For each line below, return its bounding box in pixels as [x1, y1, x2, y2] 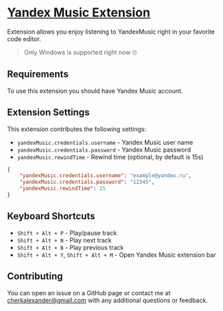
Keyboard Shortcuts [7, 211, 95, 222]
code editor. [7, 34, 41, 43]
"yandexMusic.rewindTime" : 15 [19, 185, 106, 192]
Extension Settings [7, 106, 90, 118]
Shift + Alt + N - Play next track [16, 235, 112, 244]
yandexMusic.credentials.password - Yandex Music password [16, 146, 191, 154]
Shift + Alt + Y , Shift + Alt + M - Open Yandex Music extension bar [16, 251, 216, 259]
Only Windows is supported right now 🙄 [23, 48, 137, 56]
